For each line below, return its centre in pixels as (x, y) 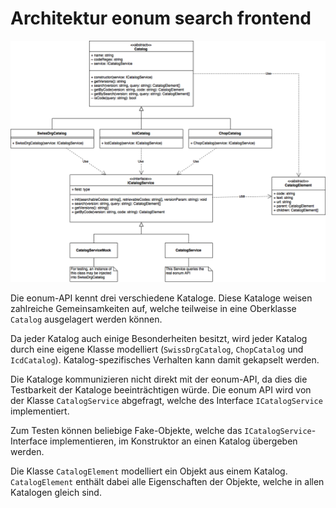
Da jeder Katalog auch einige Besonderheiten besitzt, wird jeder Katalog (159, 338)
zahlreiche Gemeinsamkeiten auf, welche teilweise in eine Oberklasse (153, 308)
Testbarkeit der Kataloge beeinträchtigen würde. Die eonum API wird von (161, 389)
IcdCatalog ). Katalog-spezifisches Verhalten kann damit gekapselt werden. (165, 359)
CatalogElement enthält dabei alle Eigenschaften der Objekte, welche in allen (167, 481)
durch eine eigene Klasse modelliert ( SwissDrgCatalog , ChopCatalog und (157, 349)
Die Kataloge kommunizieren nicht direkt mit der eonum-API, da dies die (159, 379)
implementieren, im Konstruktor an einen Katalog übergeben (173, 441)
